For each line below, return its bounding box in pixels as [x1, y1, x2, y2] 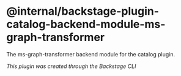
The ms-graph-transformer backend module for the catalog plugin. [6, 50, 175, 58]
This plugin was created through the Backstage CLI [6, 63, 136, 70]
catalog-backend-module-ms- [6, 17, 166, 31]
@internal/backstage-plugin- [6, 4, 160, 18]
